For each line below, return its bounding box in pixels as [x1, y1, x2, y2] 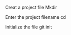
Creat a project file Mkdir [5, 5, 57, 10]
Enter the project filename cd [5, 14, 66, 20]
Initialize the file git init [5, 24, 52, 30]
